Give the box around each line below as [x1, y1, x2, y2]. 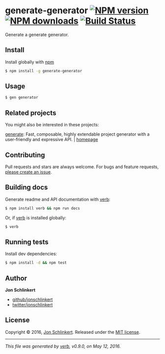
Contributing [5, 150, 45, 159]
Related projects [5, 109, 56, 117]
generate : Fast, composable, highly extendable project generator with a [5, 131, 150, 137]
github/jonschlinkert [12, 296, 53, 302]
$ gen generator [5, 95, 38, 100]
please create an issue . [5, 169, 53, 175]
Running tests [5, 237, 49, 246]
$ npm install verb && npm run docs [5, 206, 80, 211]
